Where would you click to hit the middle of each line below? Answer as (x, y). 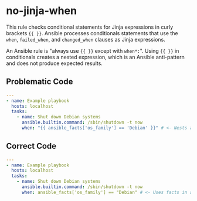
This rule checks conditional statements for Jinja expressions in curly (90, 27)
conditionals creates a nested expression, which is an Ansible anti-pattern (95, 57)
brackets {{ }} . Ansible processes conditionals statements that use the (92, 33)
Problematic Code (40, 82)
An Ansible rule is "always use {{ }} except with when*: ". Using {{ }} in (93, 50)
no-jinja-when (42, 11)
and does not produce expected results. (54, 63)
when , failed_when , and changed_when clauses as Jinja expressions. (86, 39)
